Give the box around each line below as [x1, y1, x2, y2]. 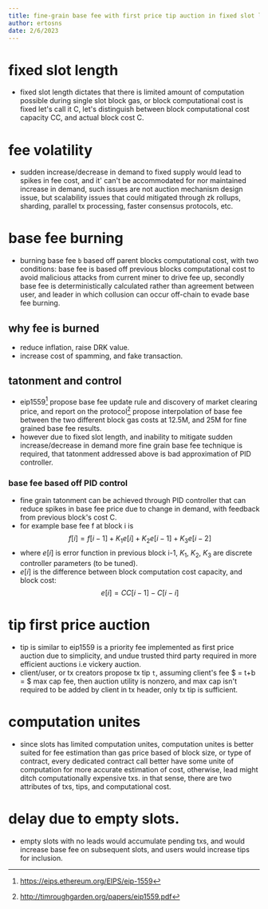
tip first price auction [8, 616, 151, 634]
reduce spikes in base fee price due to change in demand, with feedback [19, 504, 260, 514]
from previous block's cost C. [19, 512, 117, 522]
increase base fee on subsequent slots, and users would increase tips [19, 844, 250, 854]
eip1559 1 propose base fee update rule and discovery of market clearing [19, 395, 258, 406]
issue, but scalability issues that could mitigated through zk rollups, [19, 193, 241, 202]
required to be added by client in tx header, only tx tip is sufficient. [19, 684, 238, 694]
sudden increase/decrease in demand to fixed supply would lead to [19, 167, 242, 177]
